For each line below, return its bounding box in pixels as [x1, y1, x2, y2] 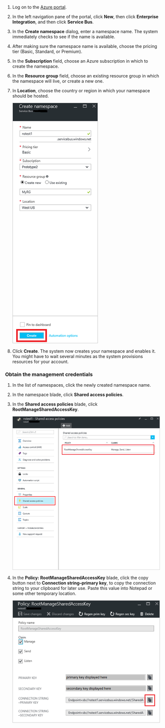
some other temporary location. [12, 590, 77, 596]
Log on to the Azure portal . [12, 4, 67, 10]
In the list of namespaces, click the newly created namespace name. [12, 382, 151, 388]
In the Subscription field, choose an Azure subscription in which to [12, 58, 148, 64]
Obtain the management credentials [5, 371, 93, 378]
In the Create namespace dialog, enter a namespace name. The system [12, 29, 158, 34]
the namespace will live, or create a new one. [12, 78, 104, 84]
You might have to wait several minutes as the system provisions [12, 354, 143, 359]
